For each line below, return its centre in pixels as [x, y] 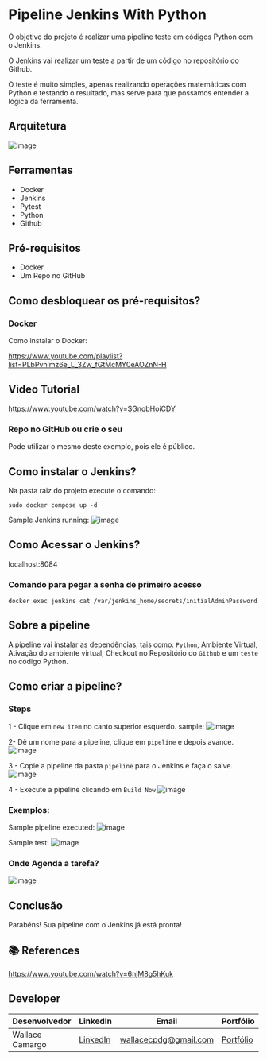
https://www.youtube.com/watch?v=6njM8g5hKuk [91, 973]
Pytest [30, 206]
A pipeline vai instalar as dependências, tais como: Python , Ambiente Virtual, [133, 644]
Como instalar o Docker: [48, 341]
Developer [35, 999]
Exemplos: [29, 810]
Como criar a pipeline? [65, 686]
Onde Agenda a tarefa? [54, 863]
